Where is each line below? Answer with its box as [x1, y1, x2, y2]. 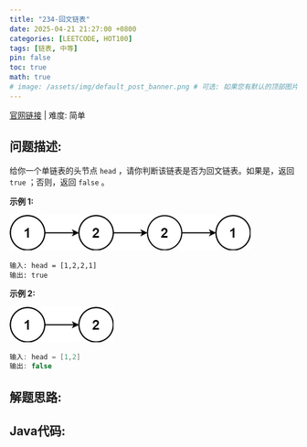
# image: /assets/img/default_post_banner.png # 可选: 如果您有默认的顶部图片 [9, 82, 299, 91]
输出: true [9, 271, 48, 280]
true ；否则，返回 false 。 [9, 176, 110, 187]
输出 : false [9, 362, 52, 371]
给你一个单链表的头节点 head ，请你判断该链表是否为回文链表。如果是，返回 [9, 165, 295, 176]
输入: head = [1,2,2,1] [9, 261, 98, 270]
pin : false [9, 53, 51, 63]
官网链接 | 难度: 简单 [9, 110, 86, 121]
